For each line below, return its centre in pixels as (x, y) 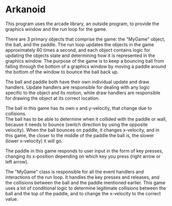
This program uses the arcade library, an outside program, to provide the (82, 24)
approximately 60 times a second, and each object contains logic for (78, 50)
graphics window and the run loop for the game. (56, 29)
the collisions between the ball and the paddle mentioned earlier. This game (85, 182)
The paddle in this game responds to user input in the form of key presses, (84, 151)
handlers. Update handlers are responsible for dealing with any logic (78, 87)
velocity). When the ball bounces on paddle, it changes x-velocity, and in (82, 130)
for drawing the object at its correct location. (53, 98)
